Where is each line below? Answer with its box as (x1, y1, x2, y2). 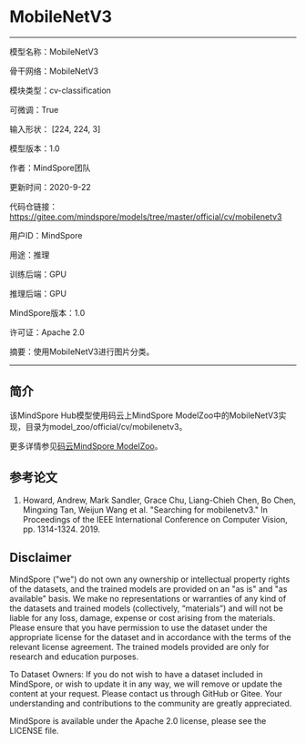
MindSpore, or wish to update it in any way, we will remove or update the (9, 678, 282, 689)
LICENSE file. (9, 726, 59, 737)
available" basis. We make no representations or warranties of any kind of (9, 594, 287, 605)
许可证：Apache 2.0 (9, 326, 85, 338)
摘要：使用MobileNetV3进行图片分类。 (9, 346, 155, 357)
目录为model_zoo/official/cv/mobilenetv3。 (25, 421, 188, 432)
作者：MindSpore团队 (9, 162, 91, 173)
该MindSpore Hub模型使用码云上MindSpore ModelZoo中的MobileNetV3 (9, 410, 279, 421)
